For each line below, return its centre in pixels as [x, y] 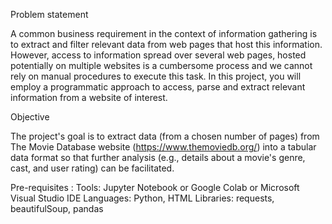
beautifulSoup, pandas [57, 208]
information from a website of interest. [89, 97]
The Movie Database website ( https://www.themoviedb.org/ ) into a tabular [163, 147]
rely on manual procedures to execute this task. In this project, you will [156, 76]
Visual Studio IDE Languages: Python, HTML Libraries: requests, [142, 198]
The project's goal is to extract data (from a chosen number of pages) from [165, 136]
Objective [30, 117]
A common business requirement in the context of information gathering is [164, 33]
